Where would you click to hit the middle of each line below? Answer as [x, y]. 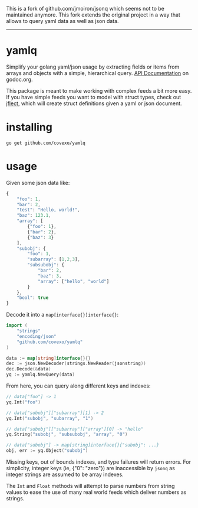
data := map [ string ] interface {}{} [49, 358]
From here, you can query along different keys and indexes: [78, 386]
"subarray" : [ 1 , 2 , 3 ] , [54, 259]
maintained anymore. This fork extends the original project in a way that [93, 15]
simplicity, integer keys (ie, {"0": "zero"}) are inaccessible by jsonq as [90, 468]
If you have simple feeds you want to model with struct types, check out [94, 97]
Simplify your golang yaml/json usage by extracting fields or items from [93, 67]
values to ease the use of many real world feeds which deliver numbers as [96, 492]
